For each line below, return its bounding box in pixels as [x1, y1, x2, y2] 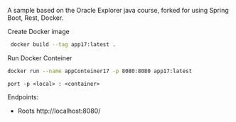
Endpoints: [7, 92, 39, 101]
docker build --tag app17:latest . [10, 41, 116, 48]
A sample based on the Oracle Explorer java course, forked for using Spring [7, 6, 229, 14]
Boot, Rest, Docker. [7, 13, 64, 22]
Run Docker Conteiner [7, 53, 73, 62]
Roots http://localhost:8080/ [17, 106, 101, 115]
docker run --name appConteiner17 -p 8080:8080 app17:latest [7, 67, 193, 74]
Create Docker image [7, 28, 70, 35]
